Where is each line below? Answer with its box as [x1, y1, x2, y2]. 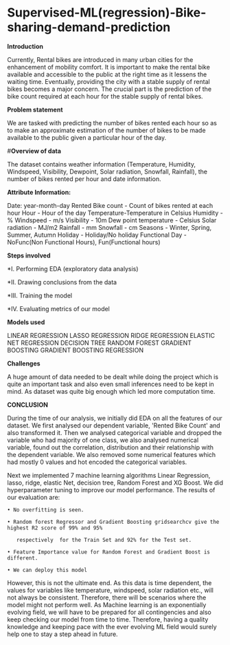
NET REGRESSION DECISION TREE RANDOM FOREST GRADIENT [7, 339, 192, 347]
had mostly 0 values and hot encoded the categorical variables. [7, 458, 187, 466]
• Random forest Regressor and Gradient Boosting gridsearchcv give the [7, 518, 220, 525]
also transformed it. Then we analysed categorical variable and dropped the [7, 428, 222, 436]
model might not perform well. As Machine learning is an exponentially [7, 600, 207, 609]
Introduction [7, 42, 43, 50]
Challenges [7, 359, 41, 368]
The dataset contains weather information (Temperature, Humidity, [7, 160, 196, 168]
